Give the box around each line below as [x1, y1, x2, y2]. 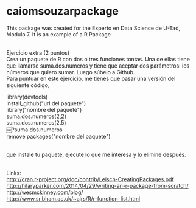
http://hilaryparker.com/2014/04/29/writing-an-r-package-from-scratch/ [6, 182, 189, 189]
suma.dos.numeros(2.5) [6, 119, 66, 126]
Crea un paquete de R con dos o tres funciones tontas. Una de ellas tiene [6, 55, 191, 63]
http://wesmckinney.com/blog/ [6, 189, 83, 196]
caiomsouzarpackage [6, 4, 119, 18]
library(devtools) [6, 93, 48, 100]
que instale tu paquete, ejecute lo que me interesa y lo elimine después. [6, 151, 187, 158]
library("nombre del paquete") [6, 106, 82, 113]
